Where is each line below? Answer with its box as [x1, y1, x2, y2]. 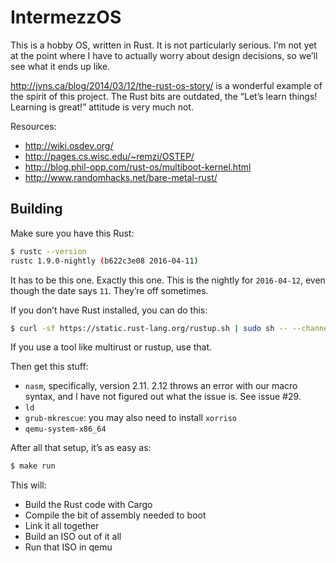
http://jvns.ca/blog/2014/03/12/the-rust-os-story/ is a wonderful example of [10, 79, 323, 91]
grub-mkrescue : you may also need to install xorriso [24, 412, 238, 424]
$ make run [10, 461, 56, 471]
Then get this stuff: [10, 361, 89, 373]
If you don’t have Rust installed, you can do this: [10, 304, 208, 316]
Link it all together [24, 520, 100, 532]
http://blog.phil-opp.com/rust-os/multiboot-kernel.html [24, 161, 252, 173]
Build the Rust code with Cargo [24, 499, 153, 511]
